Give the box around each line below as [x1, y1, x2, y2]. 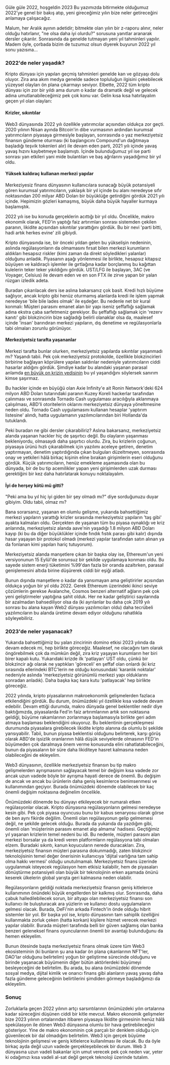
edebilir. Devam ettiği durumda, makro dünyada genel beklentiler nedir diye [5, 703, 162, 709]
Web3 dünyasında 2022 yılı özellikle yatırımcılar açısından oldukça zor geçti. [5, 121, 165, 127]
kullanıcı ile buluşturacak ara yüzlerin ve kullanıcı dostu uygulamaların [5, 901, 151, 907]
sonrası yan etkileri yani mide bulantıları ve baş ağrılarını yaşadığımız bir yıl [5, 153, 161, 159]
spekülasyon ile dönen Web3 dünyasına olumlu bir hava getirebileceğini [5, 1021, 155, 1028]
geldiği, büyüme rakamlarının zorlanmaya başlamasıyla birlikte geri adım [5, 714, 156, 720]
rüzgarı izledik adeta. [5, 277, 49, 283]
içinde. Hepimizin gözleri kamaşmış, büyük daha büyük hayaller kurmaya [5, 198, 157, 204]
